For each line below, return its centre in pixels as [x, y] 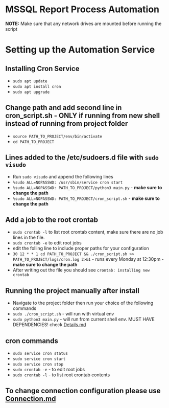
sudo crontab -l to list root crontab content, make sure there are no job [88, 232]
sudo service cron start [39, 359]
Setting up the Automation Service [80, 50]
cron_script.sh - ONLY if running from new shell [82, 116]
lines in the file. [29, 237]
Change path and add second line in [64, 108]
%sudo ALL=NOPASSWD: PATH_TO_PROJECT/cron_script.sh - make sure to [86, 198]
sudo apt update [30, 81]
